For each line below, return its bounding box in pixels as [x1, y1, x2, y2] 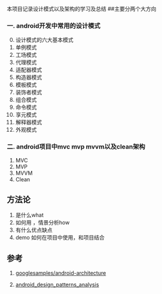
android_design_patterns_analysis [15, 281, 99, 289]
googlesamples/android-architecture [15, 269, 106, 277]
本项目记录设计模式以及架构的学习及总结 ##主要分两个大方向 [7, 5, 157, 12]
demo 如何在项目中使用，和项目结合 [15, 234, 105, 241]
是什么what [15, 211, 44, 219]
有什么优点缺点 [15, 226, 53, 234]
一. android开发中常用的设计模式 [7, 22, 100, 30]
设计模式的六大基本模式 [15, 37, 74, 44]
